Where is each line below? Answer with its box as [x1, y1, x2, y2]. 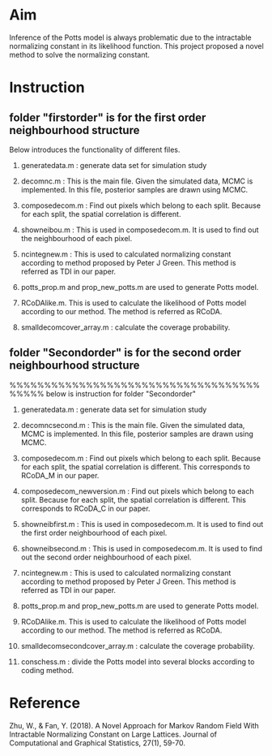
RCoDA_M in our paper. [20, 470, 100, 480]
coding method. [20, 665, 74, 675]
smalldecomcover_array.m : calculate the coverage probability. [20, 322, 231, 332]
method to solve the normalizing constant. [9, 50, 151, 59]
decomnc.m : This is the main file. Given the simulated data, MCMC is [20, 176, 253, 186]
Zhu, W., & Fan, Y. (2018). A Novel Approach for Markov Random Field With [9, 720, 260, 730]
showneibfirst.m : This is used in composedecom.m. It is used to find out [20, 519, 264, 529]
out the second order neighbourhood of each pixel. [20, 552, 192, 562]
